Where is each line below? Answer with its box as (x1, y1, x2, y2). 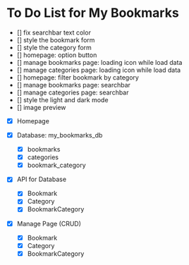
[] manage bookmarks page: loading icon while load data (16, 58, 183, 66)
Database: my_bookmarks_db (16, 131, 103, 139)
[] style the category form (16, 43, 92, 51)
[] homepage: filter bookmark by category (16, 73, 139, 82)
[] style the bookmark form (16, 35, 95, 44)
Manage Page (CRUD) (16, 219, 82, 228)
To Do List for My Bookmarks (6, 5, 179, 21)
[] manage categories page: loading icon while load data (16, 66, 181, 74)
